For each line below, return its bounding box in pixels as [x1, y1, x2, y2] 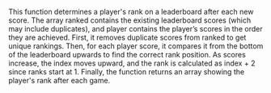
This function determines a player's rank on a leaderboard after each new [8, 7, 254, 16]
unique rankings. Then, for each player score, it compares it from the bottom [8, 41, 264, 51]
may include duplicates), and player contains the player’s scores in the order [8, 24, 263, 33]
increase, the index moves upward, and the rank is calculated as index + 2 [8, 58, 256, 68]
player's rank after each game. [8, 76, 111, 85]
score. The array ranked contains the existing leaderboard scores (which [8, 15, 252, 25]
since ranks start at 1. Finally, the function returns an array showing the [8, 67, 245, 76]
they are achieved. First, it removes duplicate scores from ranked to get [8, 32, 247, 42]
